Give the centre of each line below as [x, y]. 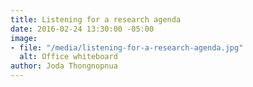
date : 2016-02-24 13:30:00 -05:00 [82, 29]
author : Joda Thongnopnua [64, 66]
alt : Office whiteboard [68, 57]
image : [24, 38]
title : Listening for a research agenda [96, 19]
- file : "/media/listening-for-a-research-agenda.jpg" [127, 47]
